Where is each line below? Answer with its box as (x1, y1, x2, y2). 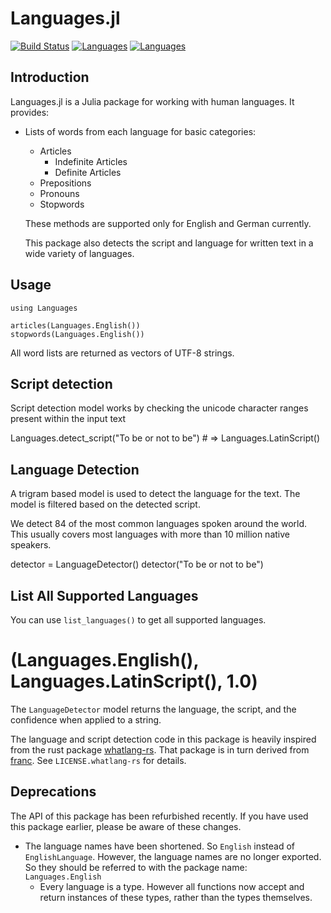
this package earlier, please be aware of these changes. (10, 820, 242, 832)
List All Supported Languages (10, 587, 199, 604)
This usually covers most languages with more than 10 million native (10, 528, 290, 541)
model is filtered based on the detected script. (10, 498, 201, 511)
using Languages (10, 303, 78, 313)
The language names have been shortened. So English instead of (24, 840, 296, 852)
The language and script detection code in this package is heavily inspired (10, 733, 317, 745)
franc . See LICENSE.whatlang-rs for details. (10, 754, 187, 766)
